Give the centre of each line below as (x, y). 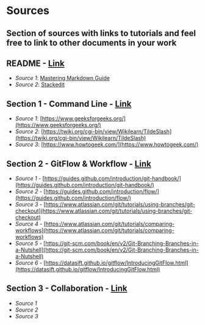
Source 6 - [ (30, 263)
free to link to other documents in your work (92, 42)
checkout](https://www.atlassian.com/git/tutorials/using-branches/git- (104, 211)
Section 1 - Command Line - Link (69, 104)
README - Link (36, 63)
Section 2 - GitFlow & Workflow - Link (79, 163)
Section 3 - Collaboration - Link (67, 289)
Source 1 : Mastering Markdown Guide (62, 78)
